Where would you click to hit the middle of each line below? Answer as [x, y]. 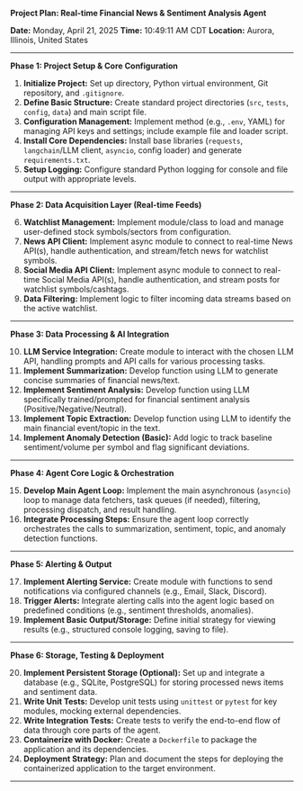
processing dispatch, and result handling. [100, 509]
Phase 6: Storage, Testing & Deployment [87, 655]
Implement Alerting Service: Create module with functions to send [148, 581]
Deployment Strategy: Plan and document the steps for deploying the [153, 759]
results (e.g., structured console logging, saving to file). [125, 629]
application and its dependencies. [86, 749]
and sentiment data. [60, 692]
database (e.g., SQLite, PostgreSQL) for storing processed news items [153, 682]
